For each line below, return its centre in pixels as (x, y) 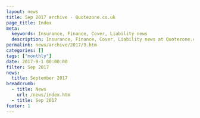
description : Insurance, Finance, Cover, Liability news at (87, 39)
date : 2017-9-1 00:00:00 (37, 61)
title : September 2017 (40, 78)
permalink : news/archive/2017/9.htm (51, 45)
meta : (13, 28)
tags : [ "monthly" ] (29, 56)
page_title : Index (29, 23)
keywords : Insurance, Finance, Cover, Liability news (79, 34)
